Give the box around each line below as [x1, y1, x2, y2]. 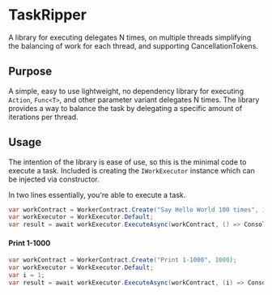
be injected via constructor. [8, 174, 100, 184]
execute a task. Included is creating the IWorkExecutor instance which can [8, 165, 255, 175]
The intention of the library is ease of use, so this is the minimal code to [8, 156, 247, 167]
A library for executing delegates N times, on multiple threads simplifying [8, 32, 252, 42]
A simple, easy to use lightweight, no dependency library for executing [8, 86, 244, 96]
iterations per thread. [8, 112, 79, 122]
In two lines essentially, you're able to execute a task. [8, 190, 186, 199]
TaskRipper [8, 6, 87, 24]
